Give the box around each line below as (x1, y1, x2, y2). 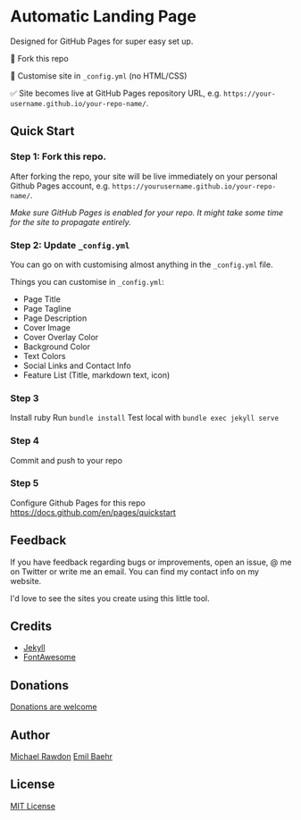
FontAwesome (22, 652, 77, 663)
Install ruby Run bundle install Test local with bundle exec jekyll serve (10, 413, 280, 423)
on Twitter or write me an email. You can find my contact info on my (10, 565, 260, 577)
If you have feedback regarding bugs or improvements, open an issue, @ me (10, 556, 292, 567)
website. (10, 575, 42, 586)
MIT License (10, 800, 56, 811)
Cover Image (22, 322, 71, 332)
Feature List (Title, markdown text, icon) (22, 369, 171, 381)
